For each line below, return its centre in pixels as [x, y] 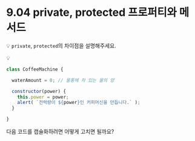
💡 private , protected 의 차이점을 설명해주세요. [61, 46]
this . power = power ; [43, 97]
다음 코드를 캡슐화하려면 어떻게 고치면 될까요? [60, 132]
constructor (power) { [39, 91]
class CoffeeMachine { [35, 69]
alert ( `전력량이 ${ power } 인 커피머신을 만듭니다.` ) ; [79, 103]
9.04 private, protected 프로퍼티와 [92, 12]
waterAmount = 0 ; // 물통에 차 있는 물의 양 [63, 80]
